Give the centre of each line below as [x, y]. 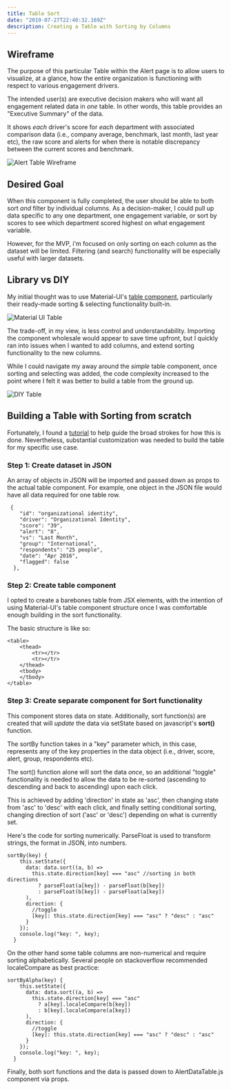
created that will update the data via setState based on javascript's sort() [111, 723]
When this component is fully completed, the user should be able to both [111, 201]
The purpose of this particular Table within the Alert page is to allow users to [116, 71]
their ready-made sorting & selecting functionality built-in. [89, 304]
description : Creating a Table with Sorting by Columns [89, 26]
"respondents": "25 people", [61, 550]
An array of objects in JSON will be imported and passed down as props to [113, 480]
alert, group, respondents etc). [51, 758]
